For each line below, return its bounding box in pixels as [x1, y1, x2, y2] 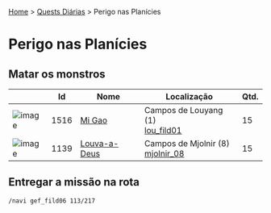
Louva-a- [80, 138, 119, 148]
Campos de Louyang [144, 105, 223, 115]
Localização [165, 91, 214, 102]
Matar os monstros [8, 67, 106, 81]
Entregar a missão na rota [8, 175, 140, 189]
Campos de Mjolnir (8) [144, 138, 230, 148]
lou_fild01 [144, 125, 182, 136]
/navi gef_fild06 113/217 [8, 197, 95, 205]
